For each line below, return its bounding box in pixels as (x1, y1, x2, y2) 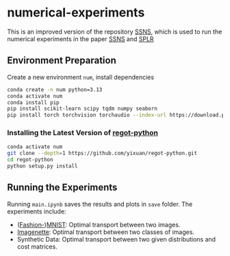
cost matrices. (16, 242, 58, 251)
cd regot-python (7, 156, 53, 163)
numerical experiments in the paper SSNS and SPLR (7, 34, 154, 43)
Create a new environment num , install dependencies (7, 73, 155, 81)
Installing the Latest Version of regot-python (7, 128, 159, 138)
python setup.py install (7, 163, 78, 170)
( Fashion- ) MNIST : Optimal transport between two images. (16, 220, 181, 229)
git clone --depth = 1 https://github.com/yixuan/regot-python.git (7, 150, 197, 157)
